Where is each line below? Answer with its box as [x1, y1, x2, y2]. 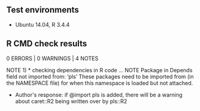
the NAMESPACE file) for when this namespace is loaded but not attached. [6, 79, 193, 87]
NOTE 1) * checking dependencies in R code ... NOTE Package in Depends [6, 66, 193, 73]
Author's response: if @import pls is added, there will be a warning [15, 91, 183, 98]
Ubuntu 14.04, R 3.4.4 [15, 21, 70, 28]
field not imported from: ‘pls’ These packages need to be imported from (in [6, 73, 195, 80]
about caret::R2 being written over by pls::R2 [15, 97, 128, 105]
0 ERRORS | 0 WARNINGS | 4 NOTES [6, 55, 98, 62]
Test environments [6, 5, 79, 15]
